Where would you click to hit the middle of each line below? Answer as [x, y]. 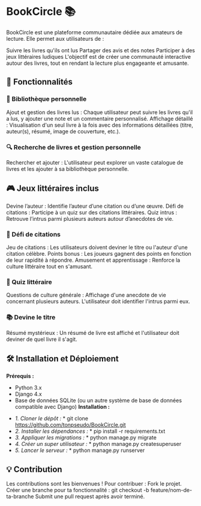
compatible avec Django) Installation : [62, 407]
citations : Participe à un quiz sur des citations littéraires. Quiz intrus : [92, 212]
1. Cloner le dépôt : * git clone [52, 418]
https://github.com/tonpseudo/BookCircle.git [70, 425]
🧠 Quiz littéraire [29, 282]
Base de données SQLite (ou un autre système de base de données [98, 400]
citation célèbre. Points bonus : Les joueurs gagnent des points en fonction [99, 254]
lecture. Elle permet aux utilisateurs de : [55, 38]
